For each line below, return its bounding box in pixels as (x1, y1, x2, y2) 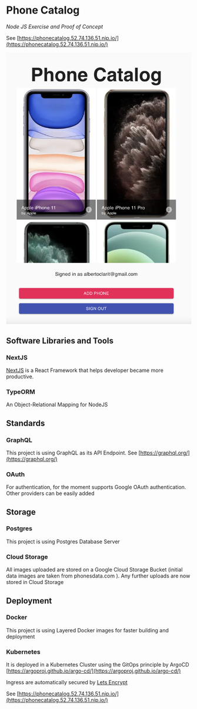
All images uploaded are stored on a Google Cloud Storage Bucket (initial (6, 566, 183, 573)
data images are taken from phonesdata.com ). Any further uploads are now (6, 572, 191, 579)
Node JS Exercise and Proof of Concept (6, 23, 103, 30)
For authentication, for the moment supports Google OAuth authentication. (6, 484, 186, 491)
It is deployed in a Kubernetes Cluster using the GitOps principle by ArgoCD (6, 661, 189, 668)
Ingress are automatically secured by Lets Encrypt (6, 679, 128, 686)
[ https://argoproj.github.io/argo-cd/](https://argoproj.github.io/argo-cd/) (6, 667, 181, 675)
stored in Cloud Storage (6, 579, 64, 586)
